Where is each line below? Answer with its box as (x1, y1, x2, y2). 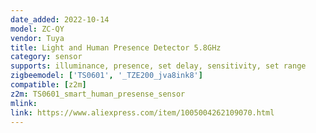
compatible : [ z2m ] (10, 80, 87, 90)
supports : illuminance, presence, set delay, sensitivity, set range (10, 61, 307, 71)
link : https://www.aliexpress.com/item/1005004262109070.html (10, 107, 275, 118)
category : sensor (10, 52, 83, 62)
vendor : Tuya (10, 33, 65, 43)
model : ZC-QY (10, 24, 65, 34)
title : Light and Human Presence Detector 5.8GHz (10, 42, 222, 53)
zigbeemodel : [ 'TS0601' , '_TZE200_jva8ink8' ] (10, 71, 203, 81)
